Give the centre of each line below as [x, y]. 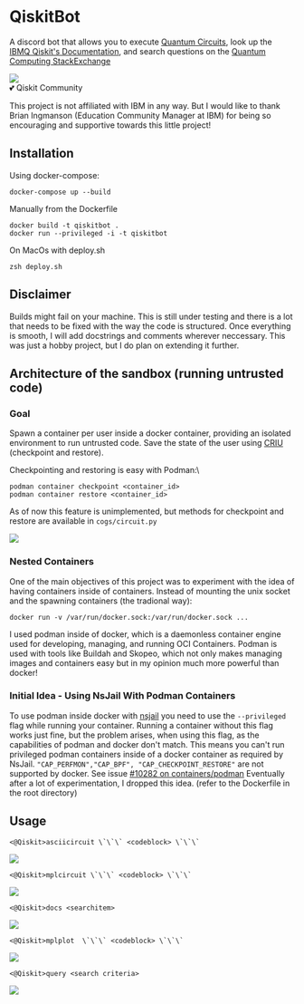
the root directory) [43, 792]
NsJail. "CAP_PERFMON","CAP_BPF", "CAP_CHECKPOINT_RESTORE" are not [137, 764]
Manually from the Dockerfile [63, 208]
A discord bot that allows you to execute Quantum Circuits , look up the [141, 42]
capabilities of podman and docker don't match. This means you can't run [147, 744]
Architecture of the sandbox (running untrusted [147, 373]
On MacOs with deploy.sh [57, 250]
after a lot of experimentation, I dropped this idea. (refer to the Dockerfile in [150, 783]
